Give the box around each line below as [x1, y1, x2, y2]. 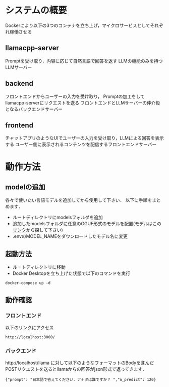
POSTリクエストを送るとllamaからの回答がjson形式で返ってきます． [5, 366, 147, 372]
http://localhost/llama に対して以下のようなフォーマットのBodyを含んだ [5, 360, 154, 366]
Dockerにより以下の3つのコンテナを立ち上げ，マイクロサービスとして [5, 22, 150, 28]
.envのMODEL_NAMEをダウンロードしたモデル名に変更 [12, 233, 128, 239]
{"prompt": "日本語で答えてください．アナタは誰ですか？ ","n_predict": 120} [5, 377, 156, 382]
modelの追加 [5, 183, 45, 191]
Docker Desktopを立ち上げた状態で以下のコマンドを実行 [12, 270, 130, 276]
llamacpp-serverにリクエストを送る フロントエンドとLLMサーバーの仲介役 [5, 99, 160, 105]
